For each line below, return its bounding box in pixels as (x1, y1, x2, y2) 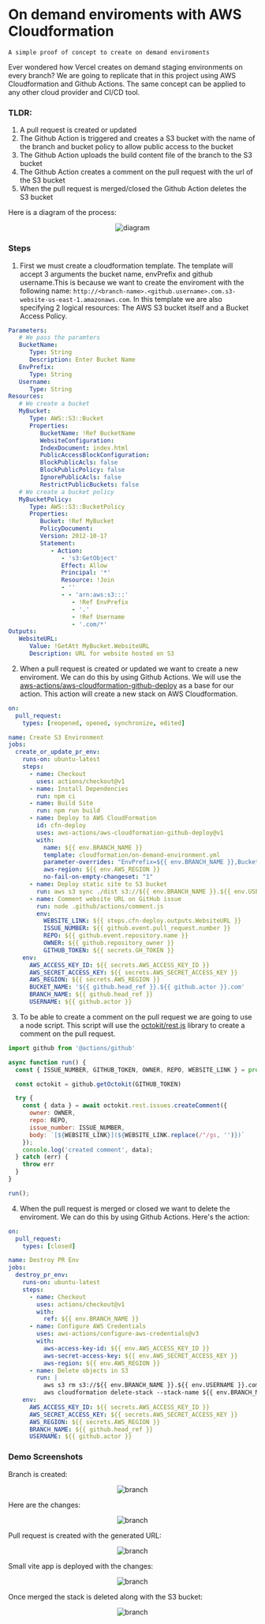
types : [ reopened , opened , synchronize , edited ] (22, 719, 185, 727)
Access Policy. (19, 311, 68, 321)
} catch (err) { (15, 1153, 69, 1161)
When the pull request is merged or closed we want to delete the (19, 1204, 230, 1213)
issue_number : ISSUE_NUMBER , (28, 1124, 125, 1132)
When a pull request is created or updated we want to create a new (19, 664, 239, 673)
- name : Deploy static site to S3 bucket (28, 880, 168, 888)
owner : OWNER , (28, 1109, 77, 1117)
